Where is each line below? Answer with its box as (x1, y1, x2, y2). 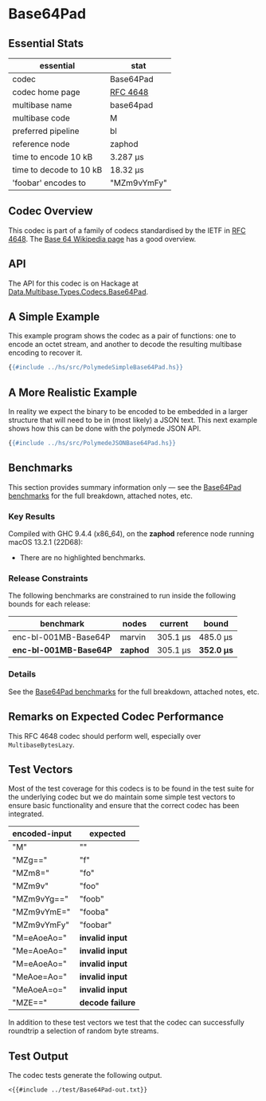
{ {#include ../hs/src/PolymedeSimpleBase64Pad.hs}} (8, 364, 183, 372)
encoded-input (12, 828, 72, 839)
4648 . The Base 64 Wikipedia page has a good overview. (8, 234, 197, 243)
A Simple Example (8, 310, 100, 324)
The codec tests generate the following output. (8, 1071, 162, 1080)
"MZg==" (12, 854, 48, 866)
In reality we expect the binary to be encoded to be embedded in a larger (8, 407, 248, 416)
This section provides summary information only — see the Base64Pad (8, 482, 241, 491)
